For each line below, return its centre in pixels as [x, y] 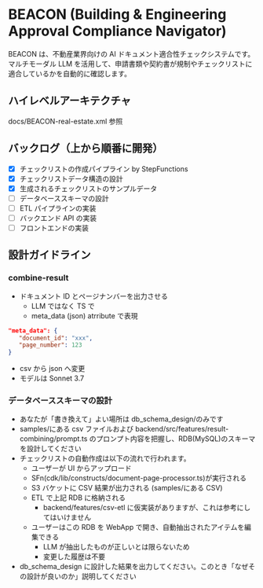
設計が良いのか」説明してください [81, 576]
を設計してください [50, 449]
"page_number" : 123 [50, 345]
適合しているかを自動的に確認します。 [70, 73]
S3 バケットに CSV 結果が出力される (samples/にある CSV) [127, 488]
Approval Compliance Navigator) [117, 31]
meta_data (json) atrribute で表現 [84, 315]
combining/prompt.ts [53, 439]
